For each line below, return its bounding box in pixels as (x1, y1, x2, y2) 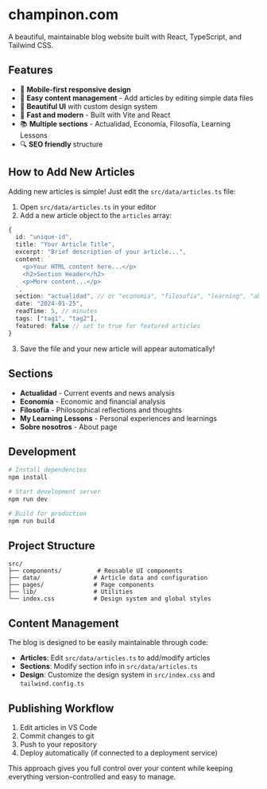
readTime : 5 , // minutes (15, 307, 98, 315)
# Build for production (8, 510, 87, 518)
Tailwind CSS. (8, 40, 54, 49)
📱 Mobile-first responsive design (19, 84, 131, 94)
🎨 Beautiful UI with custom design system (19, 101, 158, 111)
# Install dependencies (8, 466, 87, 475)
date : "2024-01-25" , (15, 300, 83, 308)
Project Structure (8, 539, 95, 553)
